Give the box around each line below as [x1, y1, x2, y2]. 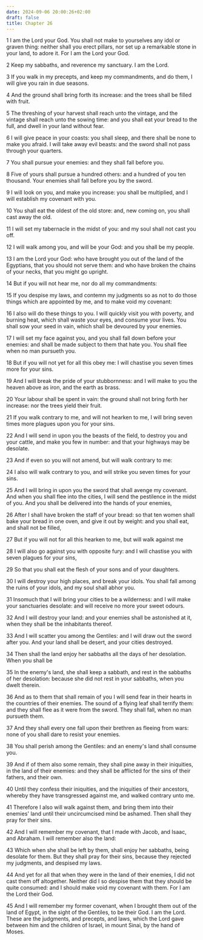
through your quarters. [6, 147, 63, 155]
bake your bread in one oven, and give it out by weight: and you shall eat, [6, 518, 189, 525]
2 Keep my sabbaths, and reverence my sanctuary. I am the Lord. [6, 61, 170, 69]
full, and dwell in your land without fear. [6, 123, 105, 130]
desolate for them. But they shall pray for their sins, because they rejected [6, 853, 191, 861]
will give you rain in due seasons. [6, 79, 89, 87]
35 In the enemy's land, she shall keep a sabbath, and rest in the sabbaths [6, 669, 192, 676]
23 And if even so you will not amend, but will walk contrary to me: [6, 456, 173, 464]
